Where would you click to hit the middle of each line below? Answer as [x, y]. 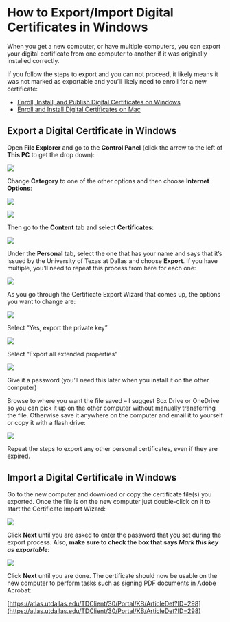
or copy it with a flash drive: [46, 422]
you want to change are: [42, 301]
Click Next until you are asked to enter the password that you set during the [114, 535]
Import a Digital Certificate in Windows [92, 477]
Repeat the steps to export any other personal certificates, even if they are [113, 448]
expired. [19, 456]
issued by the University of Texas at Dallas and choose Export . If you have [113, 261]
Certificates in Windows [78, 27]
